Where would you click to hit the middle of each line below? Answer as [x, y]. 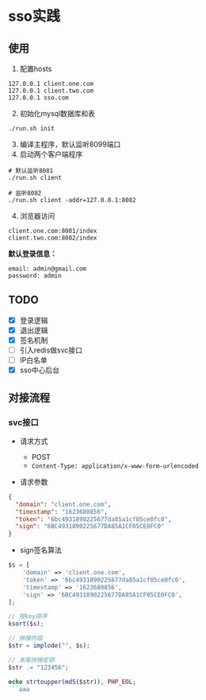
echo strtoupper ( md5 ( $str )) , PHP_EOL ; [72, 682]
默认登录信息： [32, 254]
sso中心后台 [39, 370]
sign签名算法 [40, 550]
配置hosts [36, 69]
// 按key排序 [28, 616]
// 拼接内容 [26, 638]
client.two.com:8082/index [53, 238]
